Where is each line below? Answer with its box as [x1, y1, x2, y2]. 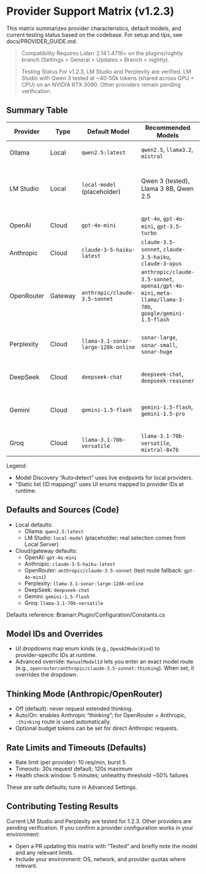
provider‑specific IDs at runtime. [15, 652, 97, 659]
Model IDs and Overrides [6, 628, 103, 639]
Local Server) [24, 541, 59, 548]
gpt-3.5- [156, 222, 183, 230]
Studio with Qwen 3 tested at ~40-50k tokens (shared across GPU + [21, 74, 194, 82]
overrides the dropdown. [15, 671, 78, 678]
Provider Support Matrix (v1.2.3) [6, 4, 175, 18]
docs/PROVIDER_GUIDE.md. [6, 37, 78, 45]
